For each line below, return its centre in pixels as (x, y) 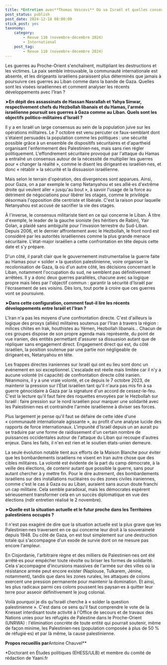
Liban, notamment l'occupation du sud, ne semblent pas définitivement (78, 272)
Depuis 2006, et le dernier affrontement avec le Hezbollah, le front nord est (82, 231)
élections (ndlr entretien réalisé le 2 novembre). (54, 499)
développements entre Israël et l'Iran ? (46, 308)
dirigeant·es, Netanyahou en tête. (39, 355)
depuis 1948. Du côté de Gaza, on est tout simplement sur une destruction (81, 535)
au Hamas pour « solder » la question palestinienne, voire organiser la (77, 261)
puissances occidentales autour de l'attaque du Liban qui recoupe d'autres (82, 437)
